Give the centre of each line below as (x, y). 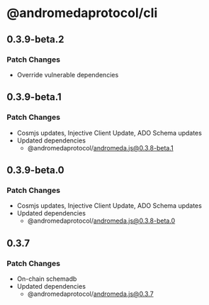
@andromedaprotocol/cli (82, 13)
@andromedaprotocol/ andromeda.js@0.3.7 (90, 294)
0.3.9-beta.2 (35, 39)
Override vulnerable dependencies (68, 74)
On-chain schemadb (47, 279)
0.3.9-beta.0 (35, 170)
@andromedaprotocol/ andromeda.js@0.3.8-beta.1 (101, 148)
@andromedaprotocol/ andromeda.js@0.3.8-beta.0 (101, 221)
